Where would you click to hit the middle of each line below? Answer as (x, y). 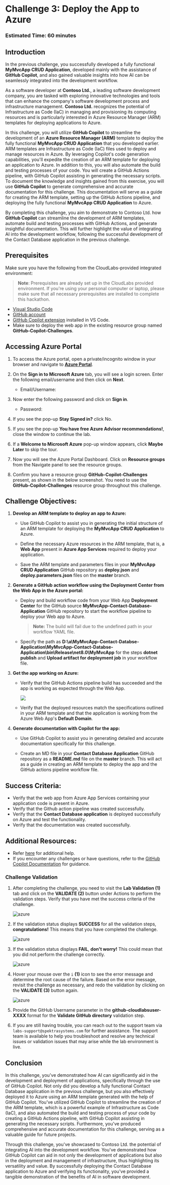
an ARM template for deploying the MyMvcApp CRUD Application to (92, 528)
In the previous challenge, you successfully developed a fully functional (80, 64)
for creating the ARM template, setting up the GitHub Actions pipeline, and (83, 197)
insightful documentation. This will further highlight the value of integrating (83, 229)
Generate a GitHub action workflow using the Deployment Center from (88, 585)
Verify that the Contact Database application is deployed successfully (87, 814)
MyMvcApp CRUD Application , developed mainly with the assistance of (81, 70)
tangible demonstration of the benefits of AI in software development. (78, 1177)
